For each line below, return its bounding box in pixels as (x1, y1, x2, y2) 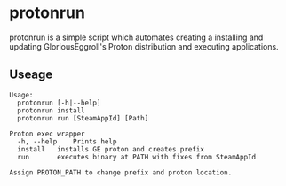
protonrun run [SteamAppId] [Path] (17, 113, 149, 122)
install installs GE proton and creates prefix (17, 144, 204, 153)
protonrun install (17, 105, 86, 115)
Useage (9, 67, 53, 82)
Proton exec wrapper (9, 129, 86, 138)
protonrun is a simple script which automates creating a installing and (9, 32, 264, 43)
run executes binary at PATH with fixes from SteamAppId (17, 152, 256, 161)
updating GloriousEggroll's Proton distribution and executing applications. (9, 41, 279, 51)
